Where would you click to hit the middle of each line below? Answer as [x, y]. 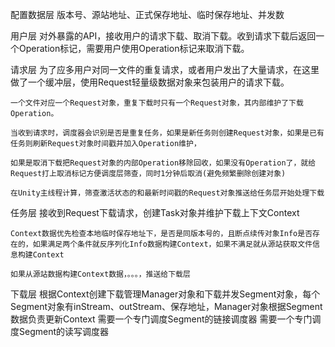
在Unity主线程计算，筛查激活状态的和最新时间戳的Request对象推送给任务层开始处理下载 [167, 193]
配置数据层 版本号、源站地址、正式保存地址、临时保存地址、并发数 [147, 14]
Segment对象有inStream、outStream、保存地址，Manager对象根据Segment [166, 306]
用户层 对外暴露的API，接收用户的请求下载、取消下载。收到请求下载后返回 [163, 36]
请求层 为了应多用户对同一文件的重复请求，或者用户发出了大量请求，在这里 [165, 69]
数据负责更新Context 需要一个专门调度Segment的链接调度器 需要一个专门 [161, 319]
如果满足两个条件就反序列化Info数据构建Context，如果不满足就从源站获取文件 [172, 244]
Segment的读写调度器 [64, 331]
